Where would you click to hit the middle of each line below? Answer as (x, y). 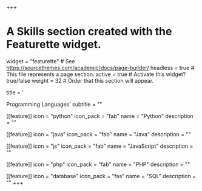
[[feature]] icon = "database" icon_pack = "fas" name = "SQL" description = (101, 176)
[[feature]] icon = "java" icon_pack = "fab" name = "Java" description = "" (99, 134)
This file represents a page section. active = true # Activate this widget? (96, 74)
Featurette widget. (54, 45)
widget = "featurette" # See (41, 61)
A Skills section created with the (89, 32)
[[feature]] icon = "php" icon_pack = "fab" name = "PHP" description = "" (98, 164)
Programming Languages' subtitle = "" (54, 104)
